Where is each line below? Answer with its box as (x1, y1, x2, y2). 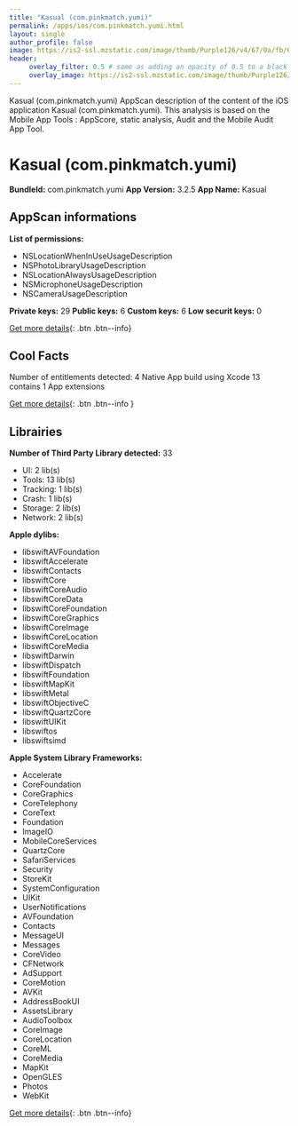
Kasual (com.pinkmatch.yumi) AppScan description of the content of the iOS (9, 95, 289, 106)
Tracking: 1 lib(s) (21, 484, 82, 495)
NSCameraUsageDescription (21, 288, 129, 298)
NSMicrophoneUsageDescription (21, 279, 144, 289)
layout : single (9, 29, 66, 38)
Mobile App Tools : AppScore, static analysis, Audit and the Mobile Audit (9, 114, 274, 124)
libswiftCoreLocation (21, 631, 98, 642)
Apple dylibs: (9, 529, 59, 540)
